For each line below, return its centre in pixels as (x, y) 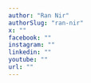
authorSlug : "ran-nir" (46, 23)
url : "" (21, 67)
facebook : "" (30, 38)
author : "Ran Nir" (39, 15)
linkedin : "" (30, 52)
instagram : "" (32, 45)
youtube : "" (28, 60)
